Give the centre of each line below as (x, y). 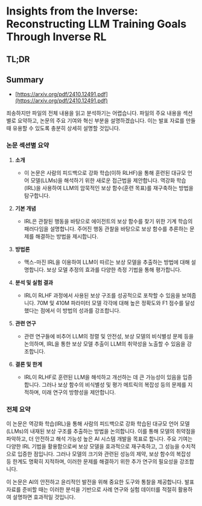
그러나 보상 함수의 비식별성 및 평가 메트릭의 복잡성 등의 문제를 (114, 384)
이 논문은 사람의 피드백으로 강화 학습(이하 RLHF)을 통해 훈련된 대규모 (105, 172)
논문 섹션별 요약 (28, 145)
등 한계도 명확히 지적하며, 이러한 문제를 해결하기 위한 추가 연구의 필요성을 (92, 461)
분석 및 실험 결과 (34, 282)
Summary (25, 80)
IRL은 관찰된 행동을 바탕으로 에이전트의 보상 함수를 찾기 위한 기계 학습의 (108, 221)
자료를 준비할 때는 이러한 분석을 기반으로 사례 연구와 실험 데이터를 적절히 (91, 489)
